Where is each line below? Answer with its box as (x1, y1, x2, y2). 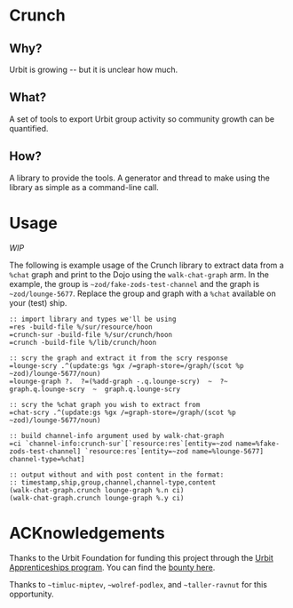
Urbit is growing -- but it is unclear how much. (9, 64, 178, 75)
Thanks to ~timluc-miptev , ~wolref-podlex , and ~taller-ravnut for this (9, 579, 268, 589)
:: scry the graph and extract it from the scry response (9, 353, 228, 363)
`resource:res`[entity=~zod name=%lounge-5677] (84, 446, 265, 456)
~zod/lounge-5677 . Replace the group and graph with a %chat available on (9, 288, 277, 299)
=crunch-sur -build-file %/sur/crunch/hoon (9, 330, 173, 339)
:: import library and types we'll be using (9, 315, 177, 324)
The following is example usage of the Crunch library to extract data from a (9, 260, 284, 270)
